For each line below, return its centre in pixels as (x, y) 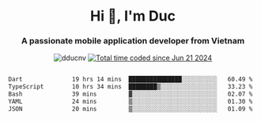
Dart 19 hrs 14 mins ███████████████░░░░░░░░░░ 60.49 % (130, 79)
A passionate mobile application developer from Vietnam (133, 41)
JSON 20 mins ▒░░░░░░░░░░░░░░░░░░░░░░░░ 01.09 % (130, 109)
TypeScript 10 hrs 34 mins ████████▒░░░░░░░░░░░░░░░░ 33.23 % (130, 87)
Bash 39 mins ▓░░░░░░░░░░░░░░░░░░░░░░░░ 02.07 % (130, 94)
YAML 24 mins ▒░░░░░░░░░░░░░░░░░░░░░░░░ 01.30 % (130, 102)
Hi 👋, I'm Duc (133, 16)
